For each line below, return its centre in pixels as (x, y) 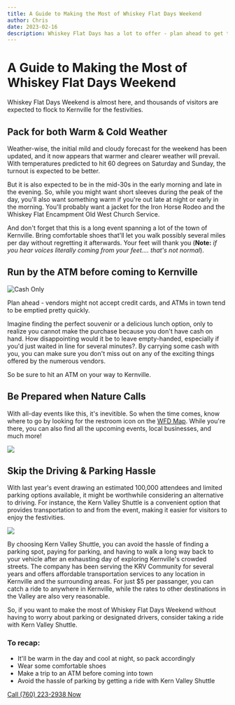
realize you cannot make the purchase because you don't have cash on (110, 331)
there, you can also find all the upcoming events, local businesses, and (109, 428)
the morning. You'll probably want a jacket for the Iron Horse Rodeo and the (116, 207)
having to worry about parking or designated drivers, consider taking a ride (115, 617)
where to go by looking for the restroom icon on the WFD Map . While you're (116, 420)
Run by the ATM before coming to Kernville (102, 272)
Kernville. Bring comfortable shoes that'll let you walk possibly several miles (116, 235)
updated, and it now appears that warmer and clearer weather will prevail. (114, 156)
